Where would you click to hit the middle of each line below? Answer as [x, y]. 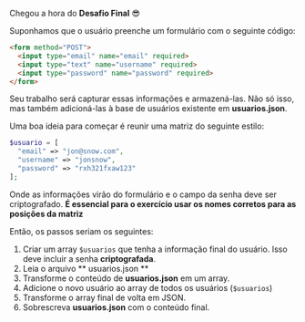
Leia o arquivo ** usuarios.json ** [86, 268]
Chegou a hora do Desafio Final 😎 [75, 13]
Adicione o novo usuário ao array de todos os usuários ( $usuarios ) [147, 287]
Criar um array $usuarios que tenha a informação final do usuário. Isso [155, 249]
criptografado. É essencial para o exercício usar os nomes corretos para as [153, 203]
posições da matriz [46, 213]
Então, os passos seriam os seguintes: [81, 231]
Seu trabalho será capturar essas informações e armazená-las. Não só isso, [152, 99]
